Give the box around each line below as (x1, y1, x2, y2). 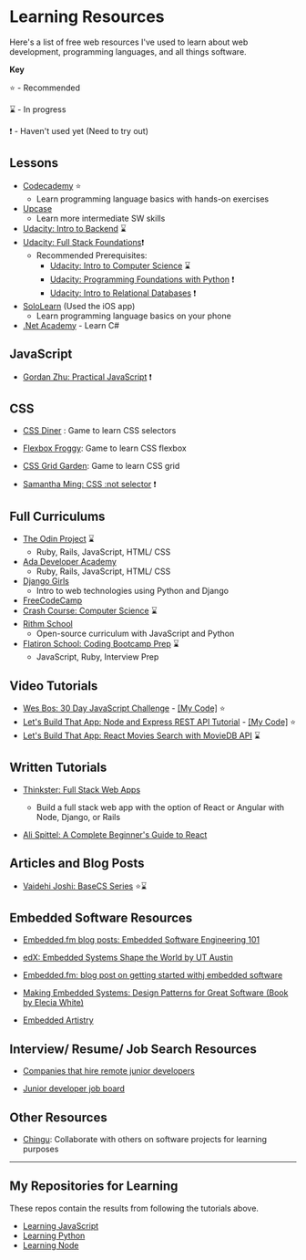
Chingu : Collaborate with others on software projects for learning (22, 1134, 267, 1145)
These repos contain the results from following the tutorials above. (9, 1203, 260, 1213)
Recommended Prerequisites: (36, 249, 148, 261)
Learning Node (22, 1239, 79, 1251)
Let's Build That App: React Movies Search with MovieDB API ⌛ (22, 730, 261, 741)
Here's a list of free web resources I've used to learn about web (9, 36, 249, 47)
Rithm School (22, 619, 73, 630)
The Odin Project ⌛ (22, 534, 95, 545)
